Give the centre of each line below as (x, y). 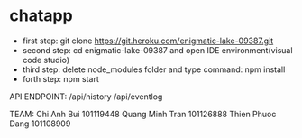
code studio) (46, 60)
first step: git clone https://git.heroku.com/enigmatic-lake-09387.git (148, 41)
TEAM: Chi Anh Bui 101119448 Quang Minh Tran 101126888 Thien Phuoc (143, 114)
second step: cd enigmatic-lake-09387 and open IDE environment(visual (157, 50)
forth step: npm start (60, 78)
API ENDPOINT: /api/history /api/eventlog (86, 97)
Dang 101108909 (40, 124)
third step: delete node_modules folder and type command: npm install (154, 69)
